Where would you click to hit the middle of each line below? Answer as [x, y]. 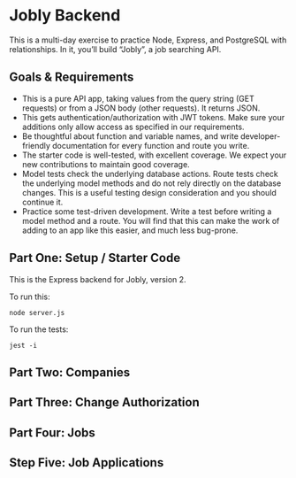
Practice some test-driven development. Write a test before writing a [147, 211]
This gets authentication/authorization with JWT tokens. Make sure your [153, 117]
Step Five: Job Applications [87, 463]
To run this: [30, 297]
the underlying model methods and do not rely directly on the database [152, 183]
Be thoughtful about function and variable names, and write [130, 136]
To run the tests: [39, 329]
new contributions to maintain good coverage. [106, 164]
